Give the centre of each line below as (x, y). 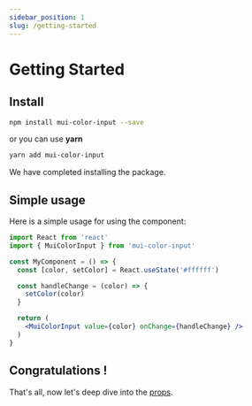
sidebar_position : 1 (47, 17)
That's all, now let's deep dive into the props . (91, 392)
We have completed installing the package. (88, 172)
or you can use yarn (46, 139)
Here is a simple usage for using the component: (98, 221)
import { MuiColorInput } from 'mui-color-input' (103, 245)
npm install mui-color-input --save (76, 122)
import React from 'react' (59, 238)
